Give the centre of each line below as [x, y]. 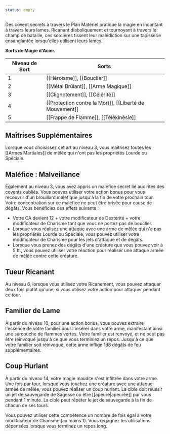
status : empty [20, 10]
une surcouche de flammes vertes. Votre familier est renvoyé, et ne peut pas [85, 334]
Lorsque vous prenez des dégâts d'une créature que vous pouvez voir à [88, 245]
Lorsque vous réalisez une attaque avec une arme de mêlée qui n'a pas [87, 229]
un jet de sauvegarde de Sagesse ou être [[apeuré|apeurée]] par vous [78, 394]
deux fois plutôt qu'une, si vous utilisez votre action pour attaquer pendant [83, 290]
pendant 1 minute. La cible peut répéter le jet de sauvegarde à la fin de [79, 400]
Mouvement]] [62, 109]
